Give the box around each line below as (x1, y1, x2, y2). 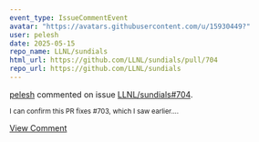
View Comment (9, 122, 67, 133)
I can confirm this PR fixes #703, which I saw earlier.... (9, 106, 180, 116)
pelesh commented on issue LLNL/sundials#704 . (9, 88, 193, 100)
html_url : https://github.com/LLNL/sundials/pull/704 (9, 56, 219, 65)
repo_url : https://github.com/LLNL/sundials (9, 65, 181, 74)
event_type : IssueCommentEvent (9, 13, 129, 23)
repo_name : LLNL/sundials (9, 47, 108, 56)
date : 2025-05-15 (9, 38, 76, 48)
